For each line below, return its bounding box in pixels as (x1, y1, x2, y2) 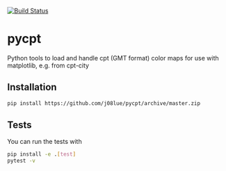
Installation (7, 81, 57, 93)
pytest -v (7, 157, 36, 165)
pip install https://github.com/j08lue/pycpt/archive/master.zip (7, 99, 200, 107)
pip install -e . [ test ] (7, 151, 76, 158)
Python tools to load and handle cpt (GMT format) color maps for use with (7, 54, 219, 62)
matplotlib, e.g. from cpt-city (7, 61, 89, 70)
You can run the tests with (7, 138, 82, 146)
